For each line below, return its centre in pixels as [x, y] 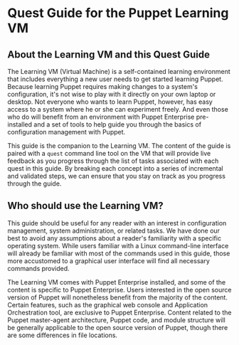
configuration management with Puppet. [67, 132]
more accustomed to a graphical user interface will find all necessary [108, 260]
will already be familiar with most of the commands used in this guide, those [119, 253]
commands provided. [38, 268]
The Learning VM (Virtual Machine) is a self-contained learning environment [119, 71]
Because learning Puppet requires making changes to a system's [102, 86]
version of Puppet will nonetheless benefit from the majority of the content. [117, 297]
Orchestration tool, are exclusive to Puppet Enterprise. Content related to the [119, 312]
